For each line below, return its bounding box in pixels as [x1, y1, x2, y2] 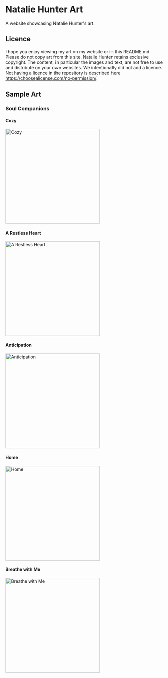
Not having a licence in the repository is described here [5, 70, 121, 76]
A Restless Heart [5, 230, 41, 236]
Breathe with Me [5, 566, 41, 572]
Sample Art [5, 90, 41, 99]
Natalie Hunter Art [5, 4, 83, 15]
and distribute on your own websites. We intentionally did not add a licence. [5, 64, 163, 70]
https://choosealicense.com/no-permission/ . [5, 75, 98, 81]
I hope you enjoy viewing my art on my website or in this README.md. [5, 48, 151, 54]
